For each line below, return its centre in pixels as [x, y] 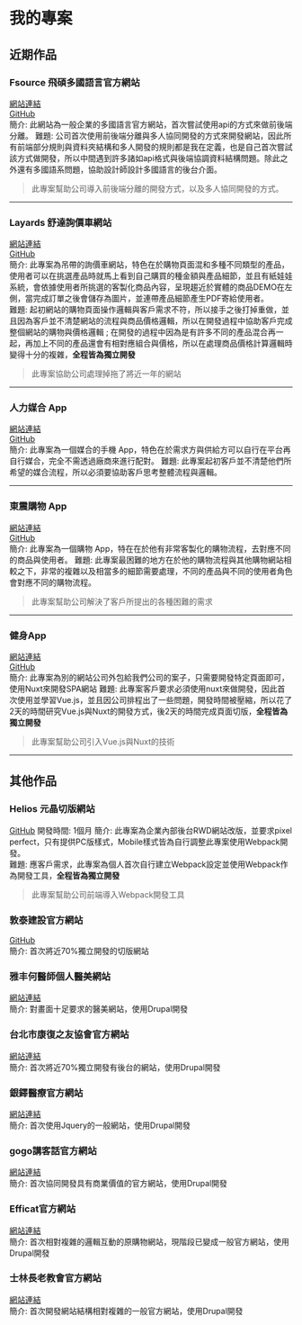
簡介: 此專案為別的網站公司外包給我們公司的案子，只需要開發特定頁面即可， [149, 678]
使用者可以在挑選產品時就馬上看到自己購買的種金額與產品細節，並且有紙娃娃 [151, 276]
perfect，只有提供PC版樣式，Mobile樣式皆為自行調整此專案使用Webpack [145, 842]
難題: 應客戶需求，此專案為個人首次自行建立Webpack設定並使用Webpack [145, 864]
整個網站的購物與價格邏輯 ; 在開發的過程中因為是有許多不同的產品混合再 [143, 332]
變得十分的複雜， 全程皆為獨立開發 [72, 355]
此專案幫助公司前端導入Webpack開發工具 [108, 894]
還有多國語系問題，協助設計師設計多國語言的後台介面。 [119, 169]
